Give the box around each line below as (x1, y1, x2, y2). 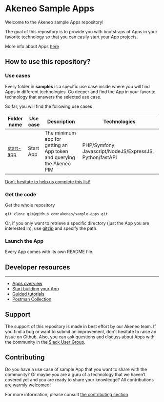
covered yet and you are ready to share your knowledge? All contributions (5, 377, 154, 382)
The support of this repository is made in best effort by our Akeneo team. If (5, 323, 156, 329)
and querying (44, 154, 76, 161)
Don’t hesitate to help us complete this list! (5, 178, 91, 184)
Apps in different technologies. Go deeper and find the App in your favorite (5, 89, 156, 95)
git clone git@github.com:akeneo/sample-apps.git (5, 211, 108, 216)
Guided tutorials (12, 291, 45, 297)
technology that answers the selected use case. (5, 94, 102, 100)
